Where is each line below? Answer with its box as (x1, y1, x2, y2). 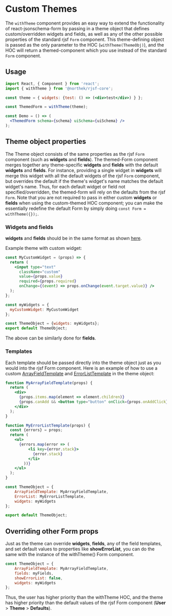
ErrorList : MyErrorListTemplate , (14, 494, 86, 499)
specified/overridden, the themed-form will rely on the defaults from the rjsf (5, 189, 165, 195)
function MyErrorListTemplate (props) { (5, 423, 91, 428)
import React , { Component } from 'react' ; (5, 81, 100, 86)
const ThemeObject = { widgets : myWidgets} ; (5, 321, 100, 326)
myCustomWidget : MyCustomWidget (10, 307, 79, 312)
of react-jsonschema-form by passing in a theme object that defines (5, 25, 149, 31)
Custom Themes (5, 3, 77, 15)
